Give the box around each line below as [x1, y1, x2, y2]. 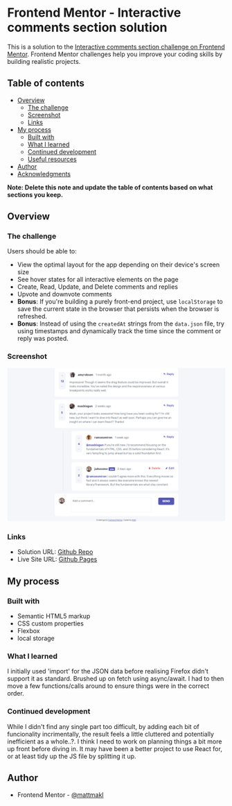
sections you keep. [7, 190, 64, 199]
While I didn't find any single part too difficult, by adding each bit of [7, 722, 199, 730]
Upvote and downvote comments [17, 290, 112, 299]
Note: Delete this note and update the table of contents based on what [7, 183, 213, 192]
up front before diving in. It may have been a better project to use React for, [7, 744, 223, 753]
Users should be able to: [7, 247, 78, 255]
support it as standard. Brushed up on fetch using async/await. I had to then [7, 675, 224, 683]
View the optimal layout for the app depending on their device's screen [17, 260, 220, 269]
